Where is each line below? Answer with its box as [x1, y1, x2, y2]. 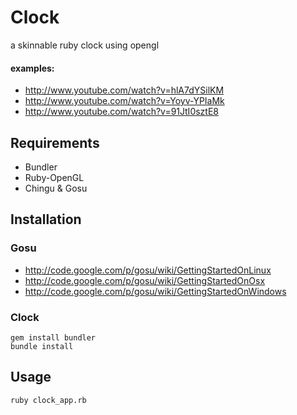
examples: [10, 62, 55, 74]
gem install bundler [10, 332, 97, 343]
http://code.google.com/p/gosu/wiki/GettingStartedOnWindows [24, 285, 287, 297]
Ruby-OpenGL [24, 171, 85, 183]
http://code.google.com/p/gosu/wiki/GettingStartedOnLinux [24, 264, 272, 276]
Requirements [10, 134, 100, 151]
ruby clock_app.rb [10, 395, 87, 405]
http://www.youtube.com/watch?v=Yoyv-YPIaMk [24, 95, 225, 107]
